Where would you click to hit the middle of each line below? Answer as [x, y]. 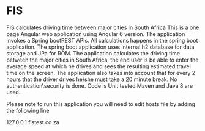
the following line [28, 110]
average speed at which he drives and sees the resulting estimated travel [99, 66]
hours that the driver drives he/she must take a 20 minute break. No [92, 79]
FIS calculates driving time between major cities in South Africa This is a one [103, 27]
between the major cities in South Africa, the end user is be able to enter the [102, 60]
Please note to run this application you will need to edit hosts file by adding [101, 104]
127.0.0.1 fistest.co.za [33, 122]
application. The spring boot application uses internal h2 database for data [100, 47]
